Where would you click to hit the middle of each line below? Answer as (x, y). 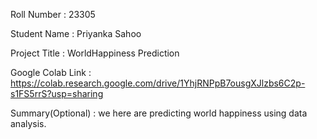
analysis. (28, 123)
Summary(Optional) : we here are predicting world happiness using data (159, 113)
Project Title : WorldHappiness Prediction (95, 53)
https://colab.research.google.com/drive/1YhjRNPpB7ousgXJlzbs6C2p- (158, 83)
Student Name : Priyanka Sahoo (76, 33)
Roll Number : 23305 (53, 14)
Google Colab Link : (51, 72)
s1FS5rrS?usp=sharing (57, 93)
